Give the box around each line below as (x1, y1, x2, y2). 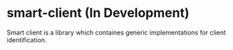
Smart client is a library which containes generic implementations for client (6, 28, 226, 37)
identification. (6, 35, 47, 44)
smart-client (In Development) (6, 5, 190, 21)
